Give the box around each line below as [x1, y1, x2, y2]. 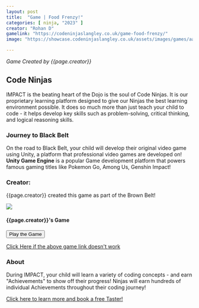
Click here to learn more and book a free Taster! [6, 295, 123, 302]
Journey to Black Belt [6, 131, 69, 139]
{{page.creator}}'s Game [6, 216, 70, 224]
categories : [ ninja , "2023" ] [6, 20, 84, 26]
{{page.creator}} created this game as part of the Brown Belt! [6, 191, 156, 199]
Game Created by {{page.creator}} [6, 58, 92, 65]
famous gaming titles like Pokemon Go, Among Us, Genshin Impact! [6, 164, 171, 171]
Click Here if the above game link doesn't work [6, 243, 120, 250]
